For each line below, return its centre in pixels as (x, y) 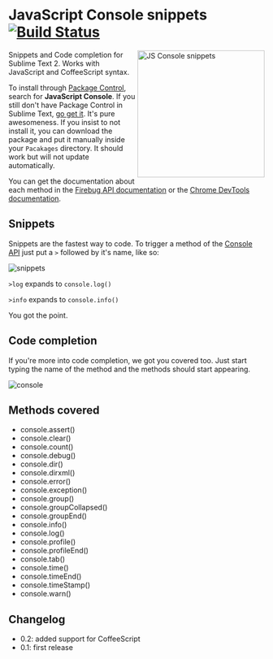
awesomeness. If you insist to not (65, 122)
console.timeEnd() (51, 577)
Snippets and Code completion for (66, 54)
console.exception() (54, 490)
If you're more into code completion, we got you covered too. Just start (128, 360)
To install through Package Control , (67, 88)
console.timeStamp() (55, 585)
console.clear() (45, 438)
